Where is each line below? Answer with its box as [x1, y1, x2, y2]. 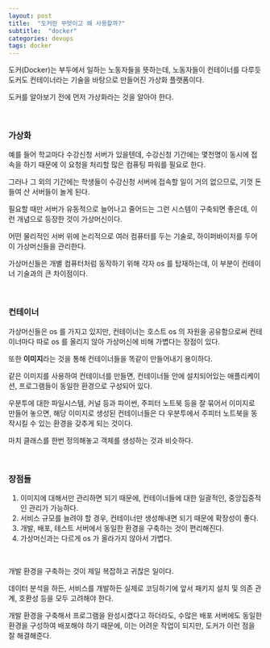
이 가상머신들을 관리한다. [8, 241, 86, 251]
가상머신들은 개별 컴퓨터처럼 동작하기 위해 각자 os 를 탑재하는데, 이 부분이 [8, 259, 240, 269]
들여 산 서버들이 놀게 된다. [8, 187, 90, 197]
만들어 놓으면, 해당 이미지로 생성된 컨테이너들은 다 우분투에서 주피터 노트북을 [8, 408, 250, 418]
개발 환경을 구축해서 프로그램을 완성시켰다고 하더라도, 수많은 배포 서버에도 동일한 [8, 611, 263, 621]
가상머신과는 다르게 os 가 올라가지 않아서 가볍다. [19, 533, 172, 543]
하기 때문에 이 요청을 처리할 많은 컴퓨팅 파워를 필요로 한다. [23, 160, 206, 169]
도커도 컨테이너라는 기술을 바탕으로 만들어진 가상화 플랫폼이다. [8, 75, 205, 85]
